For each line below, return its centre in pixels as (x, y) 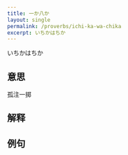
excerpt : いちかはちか (36, 33)
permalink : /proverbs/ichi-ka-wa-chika (64, 26)
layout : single (29, 20)
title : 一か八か (28, 13)
